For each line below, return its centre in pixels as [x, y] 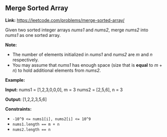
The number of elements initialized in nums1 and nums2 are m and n [83, 54]
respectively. [25, 60]
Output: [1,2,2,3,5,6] [26, 99]
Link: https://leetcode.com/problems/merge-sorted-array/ [65, 20]
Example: [15, 80]
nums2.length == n [31, 130]
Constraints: [18, 109]
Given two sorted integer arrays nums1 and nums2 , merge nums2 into [77, 30]
